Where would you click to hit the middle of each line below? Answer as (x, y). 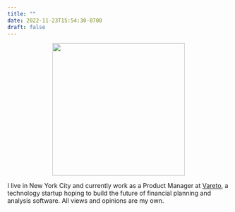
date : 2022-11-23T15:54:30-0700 (55, 20)
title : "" (22, 14)
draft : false (26, 27)
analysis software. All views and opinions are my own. (86, 201)
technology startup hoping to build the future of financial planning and (109, 193)
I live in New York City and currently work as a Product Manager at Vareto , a (118, 186)
